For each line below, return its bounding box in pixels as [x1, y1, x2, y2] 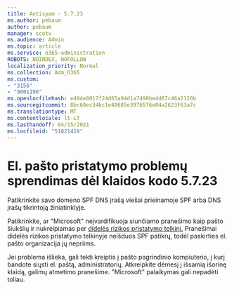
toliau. [7, 275, 25, 284]
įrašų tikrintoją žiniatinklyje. [7, 203, 86, 212]
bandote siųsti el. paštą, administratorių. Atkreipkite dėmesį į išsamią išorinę [7, 260, 227, 269]
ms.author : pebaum [7, 17, 61, 24]
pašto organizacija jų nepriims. [7, 239, 96, 248]
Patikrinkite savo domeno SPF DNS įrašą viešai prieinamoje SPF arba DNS [7, 196, 221, 204]
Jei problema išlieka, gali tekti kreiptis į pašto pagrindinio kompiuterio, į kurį [7, 253, 225, 262]
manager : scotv [7, 29, 52, 37]
